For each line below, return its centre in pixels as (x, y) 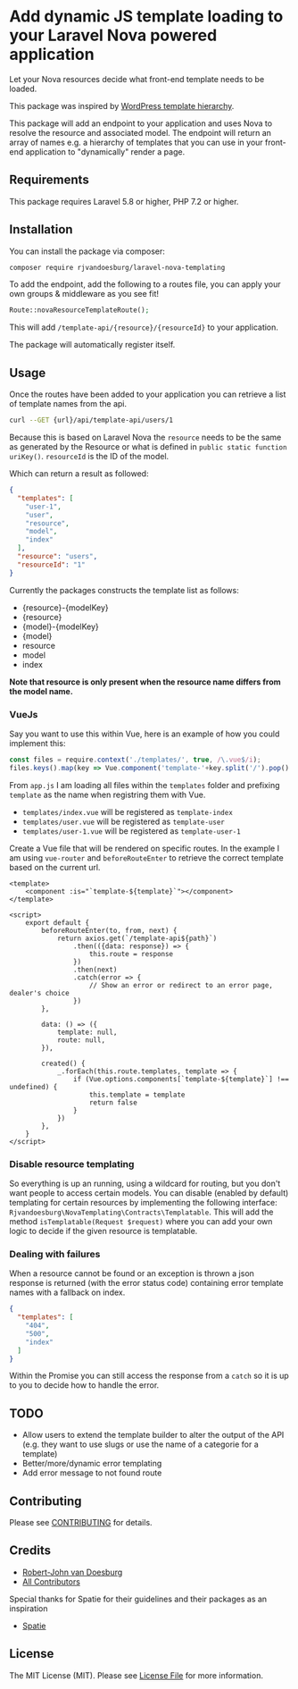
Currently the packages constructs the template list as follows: (124, 590)
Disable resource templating (72, 1164)
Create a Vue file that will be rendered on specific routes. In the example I (144, 848)
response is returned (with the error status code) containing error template (146, 1283)
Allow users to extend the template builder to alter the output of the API (153, 1435)
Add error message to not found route (92, 1473)
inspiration (29, 1608)
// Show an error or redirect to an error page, (181, 985)
